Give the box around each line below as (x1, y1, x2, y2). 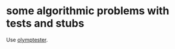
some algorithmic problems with (6, 4, 170, 18)
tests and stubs (6, 17, 85, 30)
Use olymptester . (6, 36, 48, 43)
